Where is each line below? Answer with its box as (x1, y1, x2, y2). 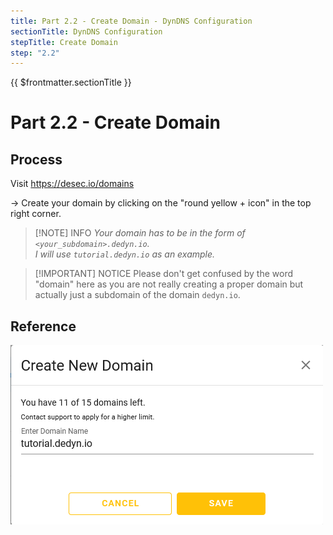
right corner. (10, 208, 62, 220)
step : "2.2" (10, 48, 60, 58)
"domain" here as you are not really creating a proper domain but (34, 278, 304, 290)
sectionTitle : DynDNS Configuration (10, 26, 163, 37)
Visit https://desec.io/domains (10, 178, 135, 190)
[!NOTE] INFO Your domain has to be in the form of (34, 227, 246, 239)
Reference (10, 318, 77, 335)
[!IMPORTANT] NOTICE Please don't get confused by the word (34, 268, 293, 280)
